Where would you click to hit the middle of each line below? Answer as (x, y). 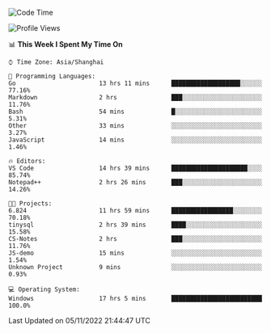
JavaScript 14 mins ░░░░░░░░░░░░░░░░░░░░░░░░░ (135, 140)
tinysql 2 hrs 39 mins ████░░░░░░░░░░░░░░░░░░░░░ (135, 225)
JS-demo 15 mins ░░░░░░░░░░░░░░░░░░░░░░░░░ (135, 253)
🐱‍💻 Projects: (30, 204)
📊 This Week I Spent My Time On (66, 44)
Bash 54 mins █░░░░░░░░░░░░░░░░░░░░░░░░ (135, 112)
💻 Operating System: (44, 289)
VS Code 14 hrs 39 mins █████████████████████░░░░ (135, 168)
